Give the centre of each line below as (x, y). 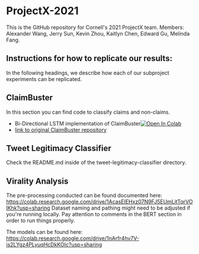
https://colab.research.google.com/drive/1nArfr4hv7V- (73, 239)
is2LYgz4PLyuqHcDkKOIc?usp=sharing (54, 245)
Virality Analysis (37, 181)
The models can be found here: (44, 232)
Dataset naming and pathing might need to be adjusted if (121, 208)
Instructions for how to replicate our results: (89, 58)
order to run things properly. (41, 221)
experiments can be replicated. (44, 79)
